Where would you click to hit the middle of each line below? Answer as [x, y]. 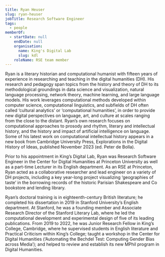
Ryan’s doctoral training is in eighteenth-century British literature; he [74, 198]
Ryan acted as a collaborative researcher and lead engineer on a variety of [81, 172]
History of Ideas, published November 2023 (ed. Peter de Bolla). [70, 147]
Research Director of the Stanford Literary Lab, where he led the [70, 213]
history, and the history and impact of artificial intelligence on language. [78, 131]
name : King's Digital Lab [44, 51]
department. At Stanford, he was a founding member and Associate [73, 208]
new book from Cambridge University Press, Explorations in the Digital [76, 142]
